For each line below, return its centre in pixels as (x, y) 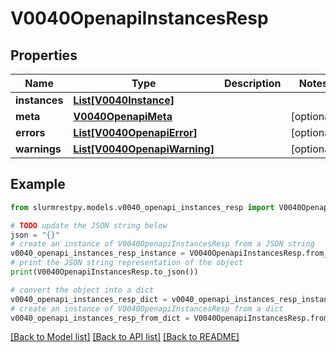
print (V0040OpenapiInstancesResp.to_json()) (104, 272)
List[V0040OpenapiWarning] (144, 149)
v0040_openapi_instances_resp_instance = (98, 253)
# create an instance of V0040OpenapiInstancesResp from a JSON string (162, 244)
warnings (38, 149)
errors (30, 132)
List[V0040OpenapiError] (135, 132)
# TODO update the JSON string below (89, 225)
